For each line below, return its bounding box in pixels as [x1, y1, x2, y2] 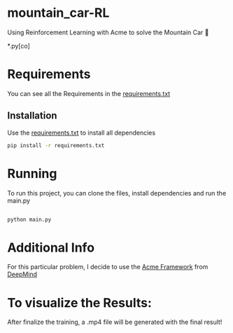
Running [7, 165, 57, 182]
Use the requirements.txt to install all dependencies [7, 128, 156, 137]
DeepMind [7, 270, 37, 278]
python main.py [7, 216, 52, 223]
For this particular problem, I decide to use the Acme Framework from [7, 263, 209, 271]
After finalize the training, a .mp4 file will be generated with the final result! [7, 318, 223, 327]
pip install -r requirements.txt [7, 142, 105, 149]
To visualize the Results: [7, 294, 152, 311]
